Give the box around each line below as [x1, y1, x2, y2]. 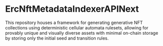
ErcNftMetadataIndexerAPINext [5, 3, 139, 15]
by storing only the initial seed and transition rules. [5, 35, 109, 41]
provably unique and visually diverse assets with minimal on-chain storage [5, 30, 159, 36]
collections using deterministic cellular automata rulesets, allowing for [5, 24, 149, 30]
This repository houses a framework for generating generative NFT [5, 20, 143, 25]
